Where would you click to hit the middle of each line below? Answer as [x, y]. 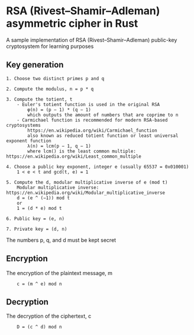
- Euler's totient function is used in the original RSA [88, 104]
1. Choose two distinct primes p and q [55, 78]
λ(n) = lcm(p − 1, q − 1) [59, 146]
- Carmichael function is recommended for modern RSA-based [92, 120]
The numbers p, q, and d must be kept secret [61, 240]
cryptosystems [24, 125]
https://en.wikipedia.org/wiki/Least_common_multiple [74, 156]
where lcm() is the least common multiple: [82, 151]
